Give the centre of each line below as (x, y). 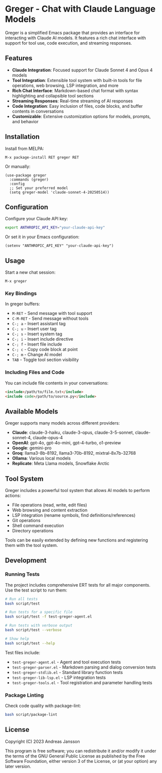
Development (26, 561)
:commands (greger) (29, 180)
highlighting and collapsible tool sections (53, 96)
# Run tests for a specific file (39, 612)
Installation (22, 137)
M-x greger (16, 281)
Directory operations (32, 531)
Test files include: (23, 652)
